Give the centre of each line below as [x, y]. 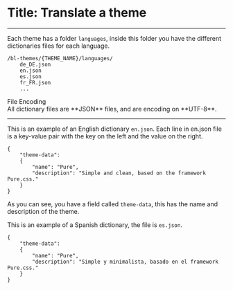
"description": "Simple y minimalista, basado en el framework [125, 262]
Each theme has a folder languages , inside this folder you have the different [114, 38]
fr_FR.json [35, 82]
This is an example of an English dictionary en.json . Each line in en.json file [114, 129]
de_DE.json [35, 64]
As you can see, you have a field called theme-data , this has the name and [113, 204]
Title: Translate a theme [77, 13]
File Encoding [27, 101]
